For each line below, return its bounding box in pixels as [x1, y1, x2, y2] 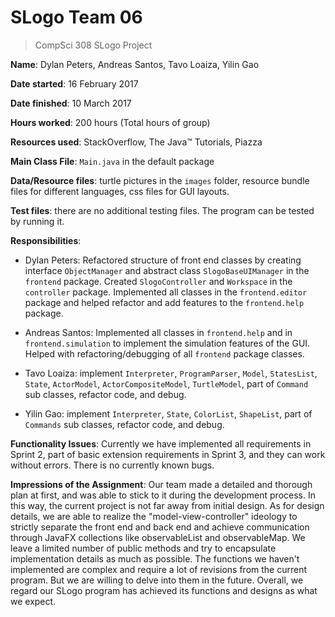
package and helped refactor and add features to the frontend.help [24, 296, 305, 308]
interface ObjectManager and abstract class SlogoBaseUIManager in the [24, 264, 310, 276]
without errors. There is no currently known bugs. [10, 459, 215, 471]
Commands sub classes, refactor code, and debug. [24, 418, 225, 430]
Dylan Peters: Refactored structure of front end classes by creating [24, 254, 302, 266]
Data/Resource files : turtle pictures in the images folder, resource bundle [10, 174, 310, 186]
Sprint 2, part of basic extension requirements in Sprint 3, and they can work [10, 448, 326, 460]
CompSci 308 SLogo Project [34, 39, 153, 51]
